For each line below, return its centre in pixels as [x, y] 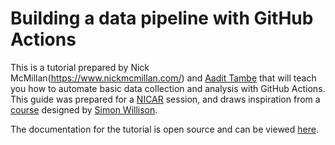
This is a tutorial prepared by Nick [80, 67]
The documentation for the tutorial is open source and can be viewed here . [164, 129]
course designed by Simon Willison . [84, 109]
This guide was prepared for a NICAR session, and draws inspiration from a [165, 99]
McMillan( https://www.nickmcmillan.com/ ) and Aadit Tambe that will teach [163, 78]
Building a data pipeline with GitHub [162, 18]
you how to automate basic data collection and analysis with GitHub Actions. [168, 88]
